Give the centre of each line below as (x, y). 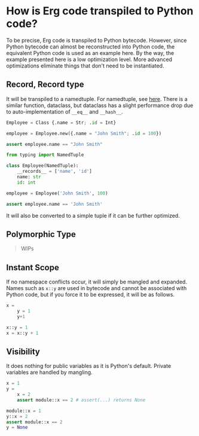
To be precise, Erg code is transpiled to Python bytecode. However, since (97, 40)
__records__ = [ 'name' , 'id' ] (55, 172)
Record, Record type (45, 85)
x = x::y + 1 (22, 333)
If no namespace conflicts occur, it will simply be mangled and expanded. (97, 282)
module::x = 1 (24, 411)
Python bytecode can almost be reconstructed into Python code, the (91, 47)
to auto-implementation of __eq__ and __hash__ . (65, 111)
